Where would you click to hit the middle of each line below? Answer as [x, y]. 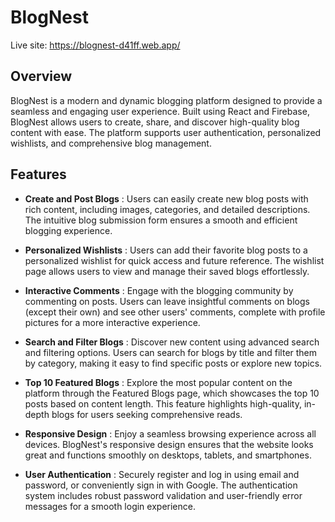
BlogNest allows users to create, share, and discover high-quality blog [155, 122]
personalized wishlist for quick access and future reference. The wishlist [174, 260]
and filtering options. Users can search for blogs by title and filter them [171, 352]
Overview [41, 76]
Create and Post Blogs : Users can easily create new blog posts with [166, 198]
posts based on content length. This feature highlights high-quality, [163, 403]
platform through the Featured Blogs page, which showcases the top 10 [172, 393]
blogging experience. [68, 230]
